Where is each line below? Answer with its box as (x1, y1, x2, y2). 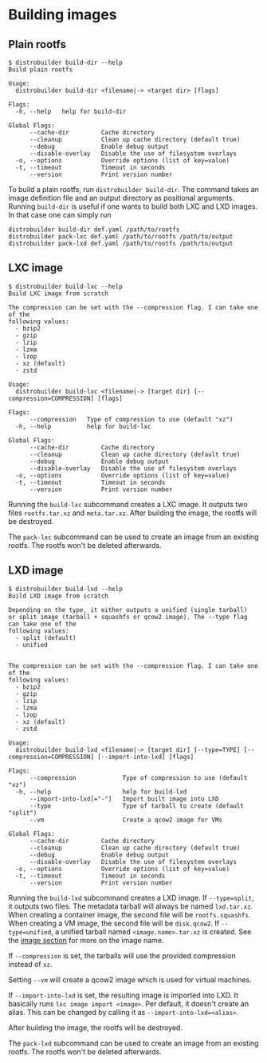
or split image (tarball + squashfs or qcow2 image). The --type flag (8, 613, 248, 621)
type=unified (8, 928, 52, 937)
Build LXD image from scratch (8, 592, 109, 600)
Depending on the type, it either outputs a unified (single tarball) (8, 605, 248, 613)
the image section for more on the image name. (8, 935, 164, 945)
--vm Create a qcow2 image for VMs (29, 816, 223, 824)
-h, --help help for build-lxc (15, 422, 151, 430)
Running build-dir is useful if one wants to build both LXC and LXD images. (8, 202, 258, 211)
